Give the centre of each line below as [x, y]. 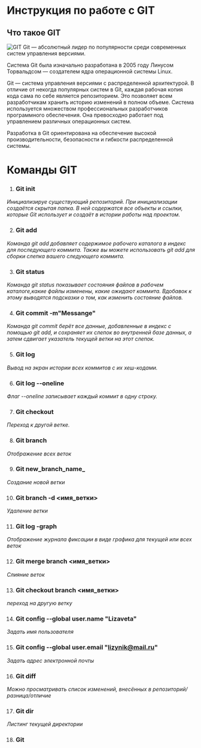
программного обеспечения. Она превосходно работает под [85, 115]
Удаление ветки [28, 511]
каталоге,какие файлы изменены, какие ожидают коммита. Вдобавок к [99, 291]
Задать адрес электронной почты [51, 660]
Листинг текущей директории [45, 724]
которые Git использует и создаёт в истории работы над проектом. [94, 214]
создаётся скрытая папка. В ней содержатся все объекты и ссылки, [95, 208]
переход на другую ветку [39, 603]
